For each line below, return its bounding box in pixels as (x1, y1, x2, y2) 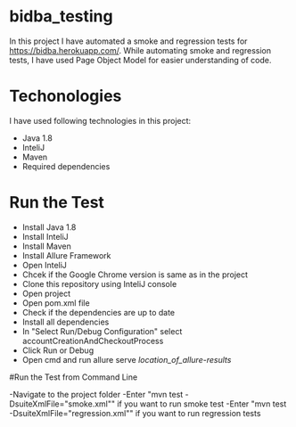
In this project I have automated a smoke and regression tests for (9, 36, 248, 46)
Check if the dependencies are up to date (21, 307, 176, 317)
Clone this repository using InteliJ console (21, 278, 177, 289)
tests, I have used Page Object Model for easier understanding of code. (9, 54, 272, 65)
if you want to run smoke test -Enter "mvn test (117, 398, 287, 409)
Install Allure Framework (21, 250, 111, 260)
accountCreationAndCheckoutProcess (21, 335, 164, 346)
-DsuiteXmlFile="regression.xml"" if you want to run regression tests (9, 407, 261, 418)
